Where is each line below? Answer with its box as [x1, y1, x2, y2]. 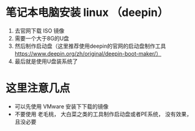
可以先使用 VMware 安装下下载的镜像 [14, 102, 109, 110]
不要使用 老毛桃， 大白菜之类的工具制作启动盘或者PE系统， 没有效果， [14, 110, 192, 118]
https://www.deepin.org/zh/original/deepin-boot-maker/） [14, 50, 161, 57]
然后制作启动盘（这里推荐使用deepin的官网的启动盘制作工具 [14, 42, 166, 50]
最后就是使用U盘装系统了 [14, 58, 78, 65]
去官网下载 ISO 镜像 [14, 27, 65, 34]
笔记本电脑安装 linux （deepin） [6, 6, 169, 20]
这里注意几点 [6, 81, 71, 95]
